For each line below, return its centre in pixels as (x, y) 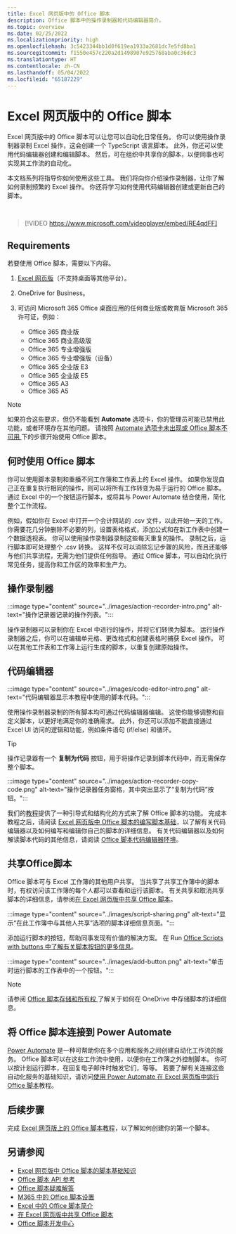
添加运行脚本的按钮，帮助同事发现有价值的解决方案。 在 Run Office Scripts (115, 938)
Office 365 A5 (48, 391)
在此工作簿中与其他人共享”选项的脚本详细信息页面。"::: (96, 923)
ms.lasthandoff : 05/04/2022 (48, 72)
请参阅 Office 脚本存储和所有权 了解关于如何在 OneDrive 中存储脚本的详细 (114, 999)
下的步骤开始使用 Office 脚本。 (65, 437)
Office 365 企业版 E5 (58, 376)
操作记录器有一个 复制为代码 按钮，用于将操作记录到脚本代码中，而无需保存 (117, 758)
